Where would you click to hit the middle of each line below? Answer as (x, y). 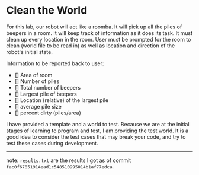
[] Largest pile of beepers (46, 94)
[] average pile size (38, 106)
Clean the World (47, 10)
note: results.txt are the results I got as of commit (69, 160)
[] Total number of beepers (48, 87)
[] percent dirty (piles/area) (48, 113)
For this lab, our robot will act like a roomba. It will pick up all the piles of (94, 27)
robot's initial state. (30, 52)
